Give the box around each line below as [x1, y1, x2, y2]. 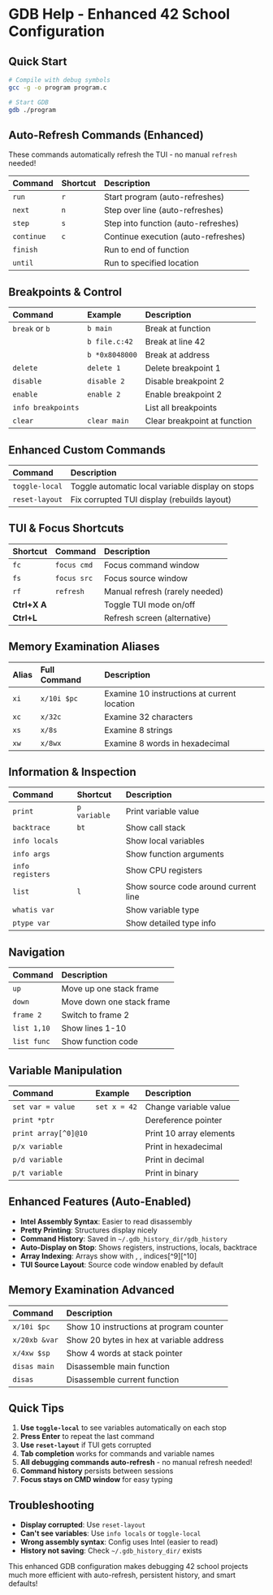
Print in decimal [145, 1155, 205, 1165]
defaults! [8, 1579, 38, 1588]
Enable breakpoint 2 [145, 389, 222, 401]
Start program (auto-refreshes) [104, 192, 225, 203]
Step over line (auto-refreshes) [104, 205, 224, 216]
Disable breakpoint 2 [145, 375, 225, 387]
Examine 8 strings [104, 724, 173, 735]
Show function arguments [125, 848, 225, 860]
